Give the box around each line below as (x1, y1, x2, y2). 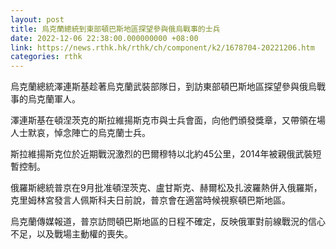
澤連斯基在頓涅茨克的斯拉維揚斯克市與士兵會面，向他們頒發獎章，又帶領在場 (10, 114, 326, 126)
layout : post (10, 14, 65, 25)
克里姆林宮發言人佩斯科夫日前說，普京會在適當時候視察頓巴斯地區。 (10, 194, 291, 206)
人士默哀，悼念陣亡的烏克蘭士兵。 (10, 127, 151, 139)
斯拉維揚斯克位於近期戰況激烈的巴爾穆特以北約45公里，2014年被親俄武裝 (10, 148, 313, 160)
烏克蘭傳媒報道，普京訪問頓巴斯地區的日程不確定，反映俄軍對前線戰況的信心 (10, 216, 326, 228)
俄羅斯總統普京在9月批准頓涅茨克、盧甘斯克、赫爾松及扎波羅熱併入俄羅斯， (10, 182, 323, 194)
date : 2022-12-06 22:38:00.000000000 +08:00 (10, 33, 199, 43)
